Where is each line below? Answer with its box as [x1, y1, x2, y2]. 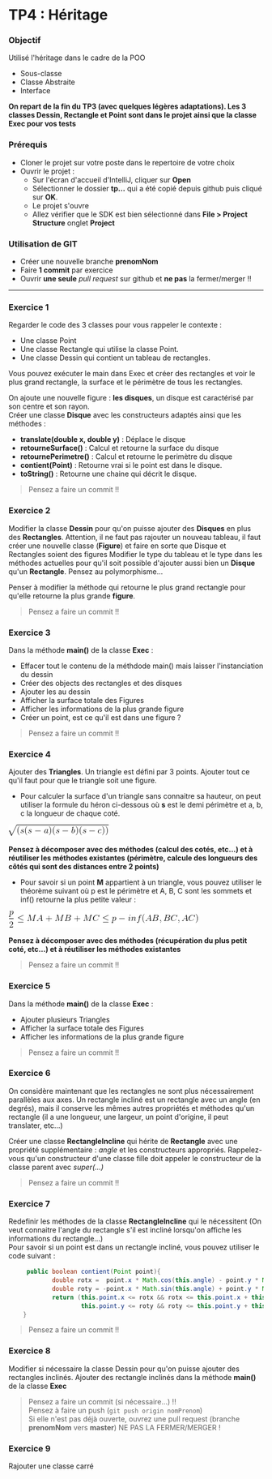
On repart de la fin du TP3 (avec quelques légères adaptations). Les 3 [8, 101, 247, 111]
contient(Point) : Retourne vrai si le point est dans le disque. [19, 461, 223, 470]
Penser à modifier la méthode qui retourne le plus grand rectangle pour [8, 582, 246, 592]
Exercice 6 [8, 1068, 51, 1079]
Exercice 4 [8, 748, 51, 760]
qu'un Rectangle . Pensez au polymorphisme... [8, 566, 164, 577]
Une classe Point [19, 336, 77, 345]
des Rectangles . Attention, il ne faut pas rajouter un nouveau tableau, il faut [8, 532, 261, 542]
